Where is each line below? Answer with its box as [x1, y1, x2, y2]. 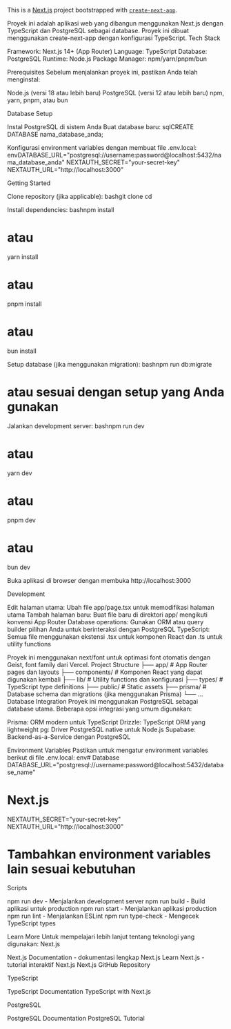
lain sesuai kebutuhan [7, 861, 136, 876]
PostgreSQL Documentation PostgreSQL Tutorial [7, 1014, 145, 1023]
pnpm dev [7, 516, 36, 524]
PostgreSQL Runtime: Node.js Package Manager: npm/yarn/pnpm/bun [7, 55, 207, 63]
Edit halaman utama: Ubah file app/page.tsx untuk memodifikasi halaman [7, 603, 215, 611]
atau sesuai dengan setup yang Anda [7, 385, 225, 400]
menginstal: [7, 75, 41, 84]
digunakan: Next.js [7, 940, 61, 948]
